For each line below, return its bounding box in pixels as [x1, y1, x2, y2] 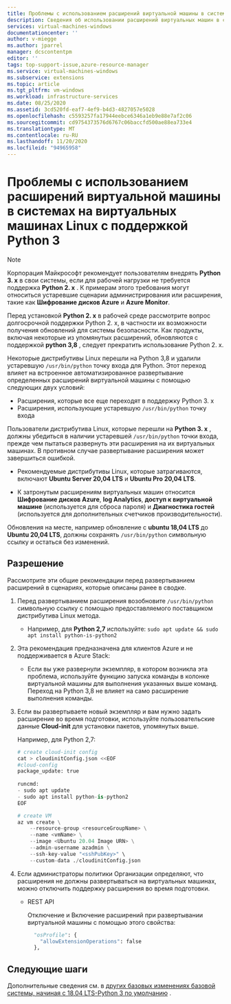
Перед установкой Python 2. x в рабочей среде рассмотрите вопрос [7, 311, 211, 320]
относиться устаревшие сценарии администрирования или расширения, [7, 291, 223, 299]
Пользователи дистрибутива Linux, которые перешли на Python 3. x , [7, 424, 212, 432]
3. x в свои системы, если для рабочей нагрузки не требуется [7, 276, 190, 284]
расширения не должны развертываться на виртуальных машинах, [16, 877, 217, 885]
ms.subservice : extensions [7, 74, 85, 81]
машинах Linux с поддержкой [7, 218, 188, 234]
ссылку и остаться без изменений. [7, 538, 110, 546]
